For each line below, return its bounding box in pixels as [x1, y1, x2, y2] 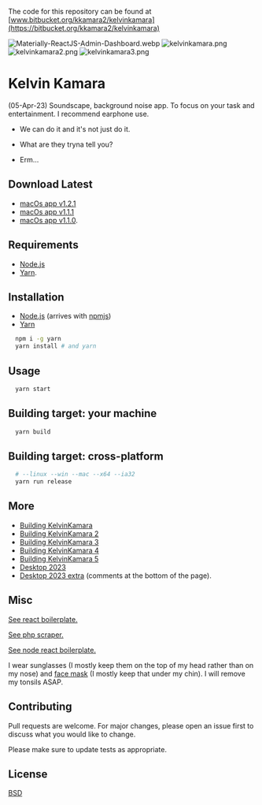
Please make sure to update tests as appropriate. [8, 744, 168, 754]
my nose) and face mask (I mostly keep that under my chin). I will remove [8, 669, 245, 678]
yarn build [15, 427, 51, 436]
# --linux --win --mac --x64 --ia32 [15, 471, 135, 479]
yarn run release [15, 478, 72, 486]
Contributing [8, 700, 72, 714]
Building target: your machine [8, 407, 157, 420]
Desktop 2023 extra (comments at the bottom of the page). [19, 571, 212, 580]
